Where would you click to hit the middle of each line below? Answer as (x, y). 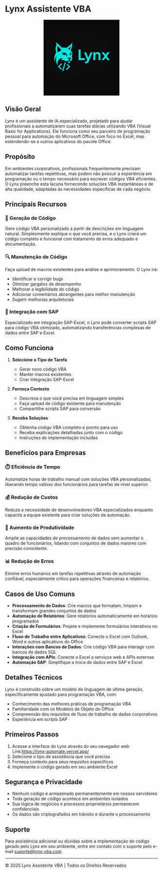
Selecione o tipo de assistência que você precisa (61, 756)
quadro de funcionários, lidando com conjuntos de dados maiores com (76, 543)
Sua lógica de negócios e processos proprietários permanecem (76, 804)
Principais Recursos (36, 204)
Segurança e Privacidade (44, 782)
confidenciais (26, 809)
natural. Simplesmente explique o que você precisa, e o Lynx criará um (76, 234)
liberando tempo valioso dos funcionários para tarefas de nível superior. (77, 485)
